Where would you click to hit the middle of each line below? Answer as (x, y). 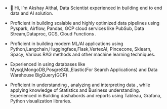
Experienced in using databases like (48, 64)
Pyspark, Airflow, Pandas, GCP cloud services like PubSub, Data (77, 28)
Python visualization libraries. (41, 101)
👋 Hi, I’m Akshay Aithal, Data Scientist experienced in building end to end (86, 8)
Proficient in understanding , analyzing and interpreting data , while (80, 85)
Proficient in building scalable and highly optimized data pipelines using (85, 23)
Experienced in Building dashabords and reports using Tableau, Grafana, (86, 96)
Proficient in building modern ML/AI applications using (67, 44)
